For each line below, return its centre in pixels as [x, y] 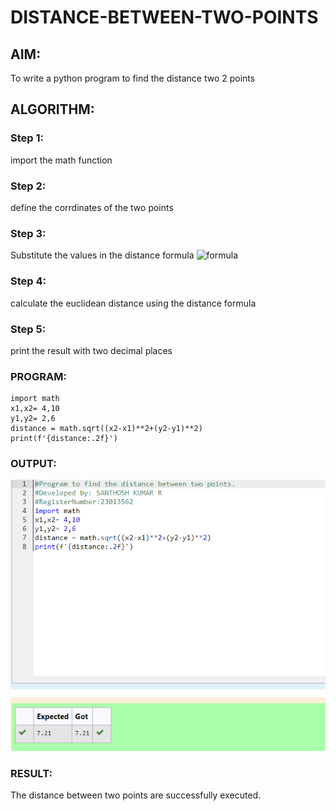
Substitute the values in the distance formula [102, 255]
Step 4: [28, 281]
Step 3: [28, 233]
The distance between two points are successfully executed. [136, 795]
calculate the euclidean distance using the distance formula [133, 303]
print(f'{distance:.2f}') [64, 439]
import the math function [61, 160]
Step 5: [28, 329]
